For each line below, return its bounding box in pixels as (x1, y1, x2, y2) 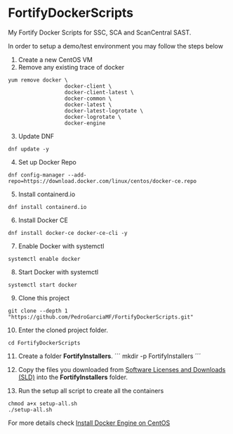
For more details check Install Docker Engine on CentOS (8, 419, 171, 427)
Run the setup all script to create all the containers (18, 386, 164, 395)
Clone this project (18, 293, 69, 302)
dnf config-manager (8, 171, 65, 179)
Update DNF (18, 132, 55, 140)
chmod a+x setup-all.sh (8, 400, 78, 407)
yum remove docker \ (8, 76, 69, 84)
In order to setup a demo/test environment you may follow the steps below (8, 42, 224, 50)
